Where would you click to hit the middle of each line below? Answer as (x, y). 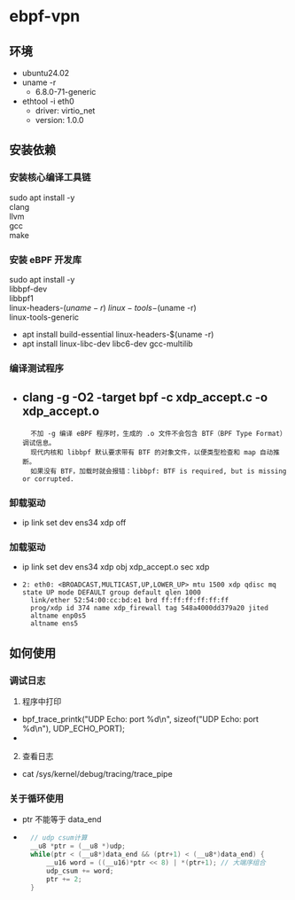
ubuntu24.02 (45, 73)
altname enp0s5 (58, 616)
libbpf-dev (28, 289)
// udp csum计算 (59, 838)
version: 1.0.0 (59, 120)
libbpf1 (21, 298)
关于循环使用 (37, 798)
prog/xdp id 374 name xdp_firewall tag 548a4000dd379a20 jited (149, 609)
